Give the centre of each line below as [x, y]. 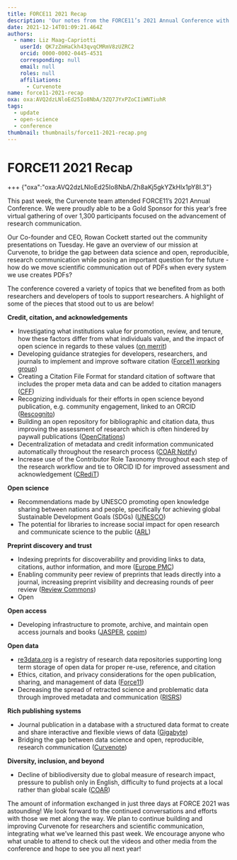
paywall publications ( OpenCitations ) [71, 437]
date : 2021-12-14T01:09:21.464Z [55, 27]
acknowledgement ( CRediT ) [58, 474]
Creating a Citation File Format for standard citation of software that [116, 376]
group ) [27, 369]
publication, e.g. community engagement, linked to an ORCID [106, 407]
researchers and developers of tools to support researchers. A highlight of [116, 296]
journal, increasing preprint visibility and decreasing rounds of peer [116, 582]
